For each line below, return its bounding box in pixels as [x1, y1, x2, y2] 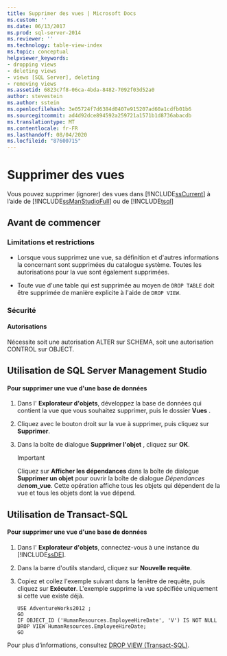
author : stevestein [7, 93, 63, 100]
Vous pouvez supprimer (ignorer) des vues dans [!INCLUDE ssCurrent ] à [7, 190, 211, 198]
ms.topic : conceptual [7, 49, 69, 56]
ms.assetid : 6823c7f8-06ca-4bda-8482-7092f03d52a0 [7, 86, 155, 93]
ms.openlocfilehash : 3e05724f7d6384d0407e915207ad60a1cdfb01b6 [7, 106, 192, 113]
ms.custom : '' [7, 16, 48, 23]
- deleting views [7, 67, 57, 74]
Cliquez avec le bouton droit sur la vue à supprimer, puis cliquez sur [16, 420, 209, 428]
